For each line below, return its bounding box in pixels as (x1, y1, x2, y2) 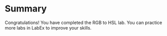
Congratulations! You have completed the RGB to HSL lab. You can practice (5, 19, 162, 25)
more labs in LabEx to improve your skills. (5, 24, 92, 30)
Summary (5, 3, 47, 14)
